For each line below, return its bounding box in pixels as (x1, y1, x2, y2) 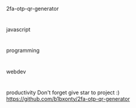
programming (6, 47, 40, 54)
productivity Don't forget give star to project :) (6, 89, 120, 96)
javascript (6, 26, 31, 33)
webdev (6, 68, 26, 75)
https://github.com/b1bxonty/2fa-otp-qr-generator (6, 95, 130, 102)
